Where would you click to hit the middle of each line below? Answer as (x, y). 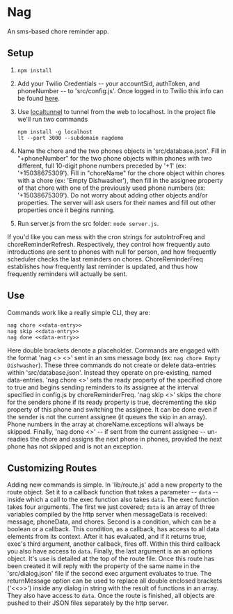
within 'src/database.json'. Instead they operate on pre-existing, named (110, 372)
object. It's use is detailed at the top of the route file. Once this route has (111, 559)
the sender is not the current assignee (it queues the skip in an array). (107, 417)
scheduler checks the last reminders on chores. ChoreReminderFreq (105, 259)
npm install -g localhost (55, 132)
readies (18, 439)
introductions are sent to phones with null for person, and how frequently (112, 252)
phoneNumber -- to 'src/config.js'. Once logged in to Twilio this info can (120, 90)
